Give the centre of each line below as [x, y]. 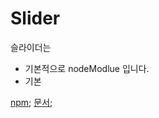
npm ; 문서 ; [31, 102]
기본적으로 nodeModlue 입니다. [87, 68]
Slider [35, 18]
